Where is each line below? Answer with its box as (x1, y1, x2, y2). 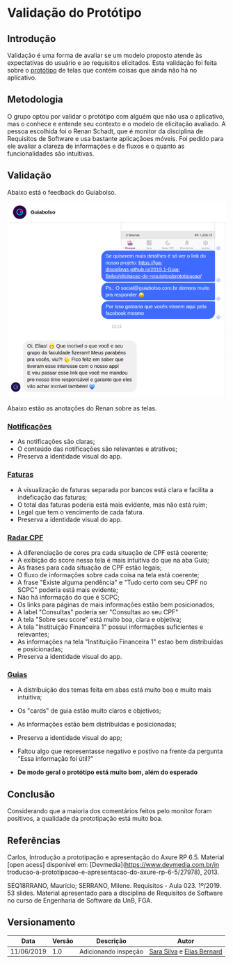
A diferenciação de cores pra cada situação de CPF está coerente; (17, 549, 209, 557)
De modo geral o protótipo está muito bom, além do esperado (17, 768, 198, 776)
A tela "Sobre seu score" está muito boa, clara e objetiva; (17, 616, 182, 624)
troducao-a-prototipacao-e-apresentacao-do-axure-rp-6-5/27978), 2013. (7, 868, 220, 876)
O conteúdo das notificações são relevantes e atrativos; (17, 445, 177, 453)
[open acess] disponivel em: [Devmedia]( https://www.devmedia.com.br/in (7, 861, 220, 868)
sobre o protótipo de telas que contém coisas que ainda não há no (7, 66, 198, 74)
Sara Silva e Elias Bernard (149, 947, 223, 956)
